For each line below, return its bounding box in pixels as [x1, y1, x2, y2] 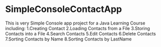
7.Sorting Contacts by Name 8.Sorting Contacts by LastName [5, 36, 132, 42]
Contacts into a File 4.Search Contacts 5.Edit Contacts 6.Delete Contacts [5, 30, 156, 36]
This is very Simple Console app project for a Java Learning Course [5, 20, 145, 26]
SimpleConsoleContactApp [5, 3, 122, 15]
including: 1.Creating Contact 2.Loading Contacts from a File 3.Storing [5, 25, 150, 31]
